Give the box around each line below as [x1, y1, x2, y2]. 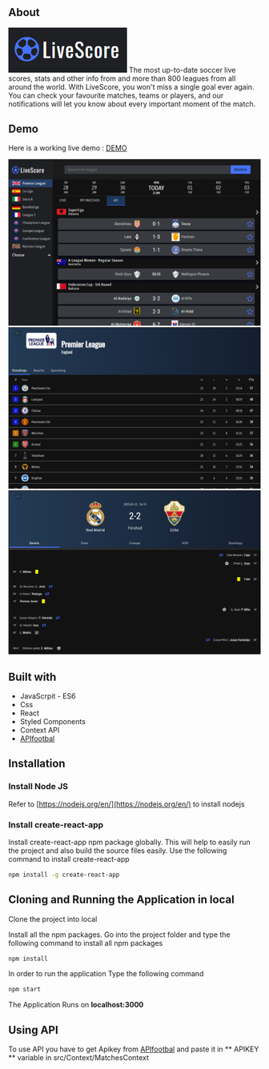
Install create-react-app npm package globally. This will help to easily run [8, 837, 251, 847]
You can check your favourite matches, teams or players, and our [8, 90, 224, 100]
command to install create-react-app [8, 854, 130, 863]
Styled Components [19, 716, 86, 726]
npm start [8, 986, 42, 994]
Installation [8, 757, 66, 771]
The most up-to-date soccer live [128, 65, 236, 74]
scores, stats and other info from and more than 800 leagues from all [8, 74, 236, 83]
